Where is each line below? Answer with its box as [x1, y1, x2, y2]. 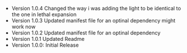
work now [11, 23, 36, 30]
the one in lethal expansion [11, 11, 77, 18]
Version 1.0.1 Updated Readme [11, 36, 85, 42]
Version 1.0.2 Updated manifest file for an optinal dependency [11, 29, 161, 36]
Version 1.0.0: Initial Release [11, 41, 79, 48]
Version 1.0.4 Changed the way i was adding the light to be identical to [11, 5, 181, 12]
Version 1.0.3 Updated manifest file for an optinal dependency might [11, 17, 176, 24]
